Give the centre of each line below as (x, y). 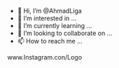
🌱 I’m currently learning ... (55, 26)
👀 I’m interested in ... (47, 18)
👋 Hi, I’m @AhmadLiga (49, 11)
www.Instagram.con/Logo (45, 57)
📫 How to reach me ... (50, 41)
